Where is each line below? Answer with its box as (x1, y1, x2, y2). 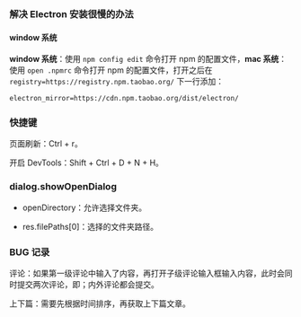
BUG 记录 (9, 245, 50, 258)
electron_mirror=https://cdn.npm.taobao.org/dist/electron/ (9, 94, 240, 103)
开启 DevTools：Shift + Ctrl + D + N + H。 (9, 157, 164, 168)
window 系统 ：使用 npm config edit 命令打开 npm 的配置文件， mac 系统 (9, 54, 279, 65)
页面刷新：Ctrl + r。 (9, 138, 84, 149)
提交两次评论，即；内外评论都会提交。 (16, 279, 159, 290)
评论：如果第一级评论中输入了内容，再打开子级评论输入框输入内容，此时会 (9, 268, 285, 279)
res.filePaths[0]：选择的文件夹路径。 (22, 221, 159, 232)
